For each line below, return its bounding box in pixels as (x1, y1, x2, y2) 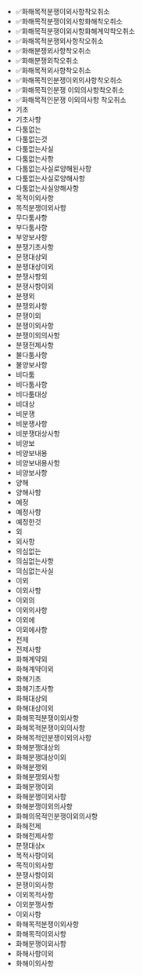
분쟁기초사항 (15, 243, 55, 251)
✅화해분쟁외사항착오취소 (15, 46, 91, 55)
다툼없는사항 (15, 154, 55, 163)
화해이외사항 (15, 959, 55, 968)
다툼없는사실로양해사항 (15, 173, 86, 183)
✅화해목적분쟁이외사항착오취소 (15, 7, 110, 16)
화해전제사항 (15, 831, 55, 840)
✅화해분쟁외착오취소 (15, 56, 79, 65)
